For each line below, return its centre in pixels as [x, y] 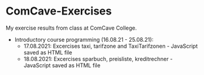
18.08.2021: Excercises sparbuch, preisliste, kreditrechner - [98, 59]
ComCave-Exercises [59, 11]
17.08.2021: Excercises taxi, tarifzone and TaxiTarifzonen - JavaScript [111, 46]
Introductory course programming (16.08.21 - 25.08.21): [84, 39]
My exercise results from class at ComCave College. [71, 28]
